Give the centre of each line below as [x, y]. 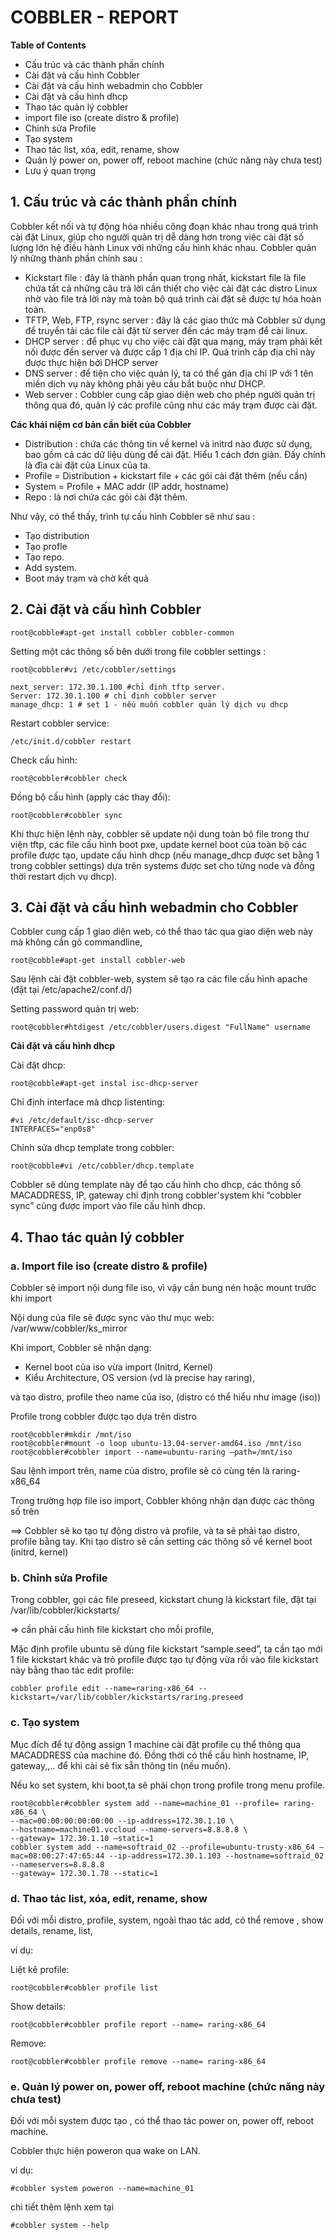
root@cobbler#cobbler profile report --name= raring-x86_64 [138, 2024]
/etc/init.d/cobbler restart [71, 741]
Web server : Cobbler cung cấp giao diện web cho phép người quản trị [170, 394]
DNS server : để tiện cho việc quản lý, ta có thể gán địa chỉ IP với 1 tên [169, 373]
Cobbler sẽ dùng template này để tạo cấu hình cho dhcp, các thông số [156, 1185]
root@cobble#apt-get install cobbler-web [98, 961]
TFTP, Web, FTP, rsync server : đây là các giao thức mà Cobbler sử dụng [175, 320]
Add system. [51, 567]
